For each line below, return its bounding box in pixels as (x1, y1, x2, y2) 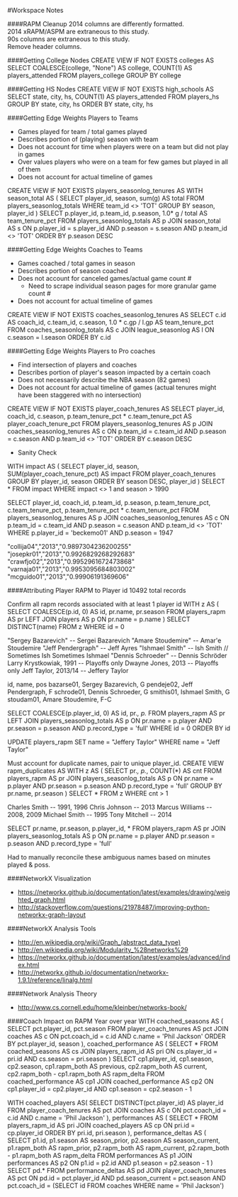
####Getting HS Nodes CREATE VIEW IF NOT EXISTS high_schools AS (7, 85, 214, 93)
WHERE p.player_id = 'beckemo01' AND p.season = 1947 (7, 528, 174, 537)
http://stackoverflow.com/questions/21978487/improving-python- (17, 903, 210, 911)
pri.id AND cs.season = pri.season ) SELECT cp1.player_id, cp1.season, (7, 1054, 214, 1063)
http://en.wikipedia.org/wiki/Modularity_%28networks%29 (17, 946, 189, 954)
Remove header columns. (7, 43, 82, 50)
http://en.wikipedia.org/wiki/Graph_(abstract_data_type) (17, 938, 181, 946)
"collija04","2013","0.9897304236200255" (7, 542, 132, 550)
